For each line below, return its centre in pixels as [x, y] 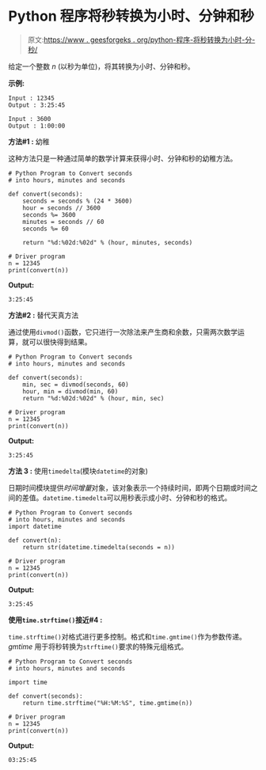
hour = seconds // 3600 [62, 208]
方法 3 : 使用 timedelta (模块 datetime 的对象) [78, 471]
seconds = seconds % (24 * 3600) [78, 201]
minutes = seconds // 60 [63, 222]
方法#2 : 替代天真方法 [44, 315]
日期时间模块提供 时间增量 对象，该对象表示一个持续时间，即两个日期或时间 [129, 487]
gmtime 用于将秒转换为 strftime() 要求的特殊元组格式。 [98, 647]
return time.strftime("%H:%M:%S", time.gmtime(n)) [108, 703]
